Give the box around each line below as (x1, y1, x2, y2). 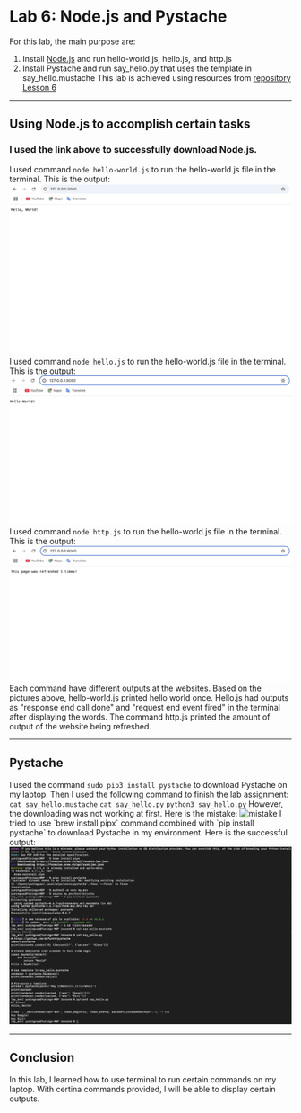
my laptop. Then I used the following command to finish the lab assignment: (9, 789, 289, 799)
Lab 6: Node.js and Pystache (9, 6, 228, 27)
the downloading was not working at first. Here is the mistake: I (9, 808, 282, 818)
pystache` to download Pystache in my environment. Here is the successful (9, 826, 288, 837)
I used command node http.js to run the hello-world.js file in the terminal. (9, 526, 282, 537)
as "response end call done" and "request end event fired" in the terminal (9, 702, 280, 712)
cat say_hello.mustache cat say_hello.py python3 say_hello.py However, (9, 798, 284, 809)
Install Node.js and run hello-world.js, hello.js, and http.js (21, 53, 233, 64)
